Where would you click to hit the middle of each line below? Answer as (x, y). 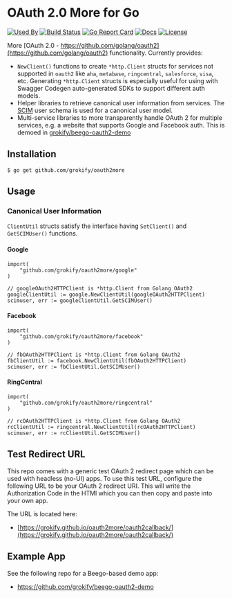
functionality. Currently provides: (156, 53)
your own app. (28, 500)
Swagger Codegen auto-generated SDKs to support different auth (111, 88)
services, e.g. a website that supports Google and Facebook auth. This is (121, 125)
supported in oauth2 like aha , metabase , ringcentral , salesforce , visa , (115, 73)
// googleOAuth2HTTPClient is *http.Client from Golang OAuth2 (100, 288)
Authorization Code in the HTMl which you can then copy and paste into (110, 493)
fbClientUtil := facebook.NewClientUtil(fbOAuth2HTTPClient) (97, 361)
